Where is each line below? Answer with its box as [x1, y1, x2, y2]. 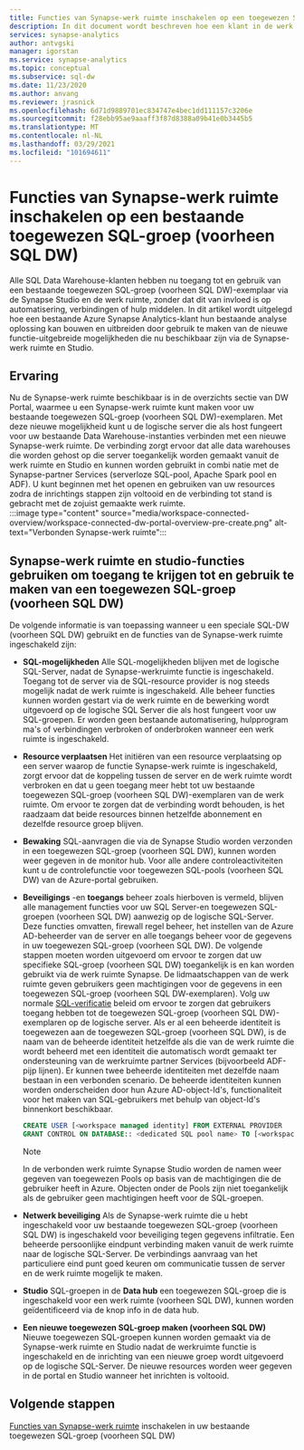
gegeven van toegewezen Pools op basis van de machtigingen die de [22, 1173, 282, 1184]
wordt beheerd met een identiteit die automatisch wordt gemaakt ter [22, 1046, 278, 1057]
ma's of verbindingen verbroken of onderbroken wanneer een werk [22, 724, 274, 735]
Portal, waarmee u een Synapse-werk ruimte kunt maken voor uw [9, 402, 255, 413]
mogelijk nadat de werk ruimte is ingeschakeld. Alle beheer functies [22, 686, 276, 696]
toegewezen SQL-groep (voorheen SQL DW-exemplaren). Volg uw [22, 988, 271, 999]
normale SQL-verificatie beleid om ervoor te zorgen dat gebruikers [22, 998, 271, 1009]
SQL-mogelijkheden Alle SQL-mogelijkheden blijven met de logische [22, 657, 280, 667]
